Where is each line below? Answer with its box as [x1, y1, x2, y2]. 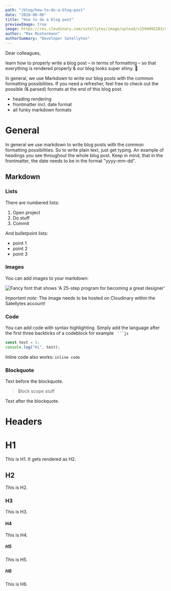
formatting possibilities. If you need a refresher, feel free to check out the [5, 80, 159, 87]
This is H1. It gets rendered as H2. [5, 456, 76, 462]
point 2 [12, 245, 28, 252]
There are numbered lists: [5, 200, 60, 206]
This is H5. [5, 556, 28, 562]
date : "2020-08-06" [5, 12, 47, 17]
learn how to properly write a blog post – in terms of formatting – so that [5, 60, 156, 66]
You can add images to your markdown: [5, 275, 89, 281]
